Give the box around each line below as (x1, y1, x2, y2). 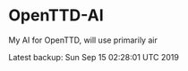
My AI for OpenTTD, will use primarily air (8, 35, 158, 45)
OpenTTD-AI (8, 5, 104, 26)
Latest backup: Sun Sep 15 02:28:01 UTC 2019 (8, 51, 180, 62)
